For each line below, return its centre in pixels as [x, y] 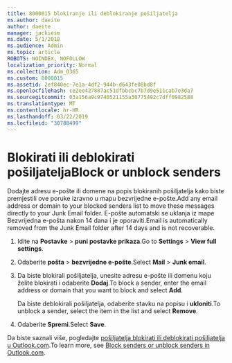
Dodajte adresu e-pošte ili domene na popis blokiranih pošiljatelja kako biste [116, 191]
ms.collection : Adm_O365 [43, 71]
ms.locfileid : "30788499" [44, 123]
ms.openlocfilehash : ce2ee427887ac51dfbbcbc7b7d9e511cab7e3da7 [100, 91]
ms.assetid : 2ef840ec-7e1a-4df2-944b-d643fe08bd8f [82, 85]
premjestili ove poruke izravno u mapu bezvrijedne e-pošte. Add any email [113, 199]
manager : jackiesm [34, 33]
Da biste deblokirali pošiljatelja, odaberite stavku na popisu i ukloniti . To [119, 304]
